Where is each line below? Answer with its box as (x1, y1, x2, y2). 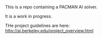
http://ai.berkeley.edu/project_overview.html (5, 28, 94, 33)
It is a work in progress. (5, 13, 52, 19)
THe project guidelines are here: (5, 23, 70, 28)
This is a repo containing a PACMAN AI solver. (5, 4, 98, 10)
